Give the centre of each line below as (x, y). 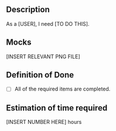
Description (28, 10)
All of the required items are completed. (62, 89)
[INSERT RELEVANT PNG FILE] (43, 56)
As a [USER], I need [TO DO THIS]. (48, 23)
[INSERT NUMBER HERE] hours (44, 122)
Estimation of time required (57, 108)
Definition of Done (40, 75)
